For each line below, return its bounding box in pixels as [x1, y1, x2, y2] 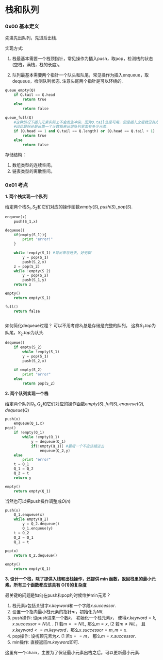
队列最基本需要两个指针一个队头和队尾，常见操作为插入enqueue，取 [12, 72, 149, 78]
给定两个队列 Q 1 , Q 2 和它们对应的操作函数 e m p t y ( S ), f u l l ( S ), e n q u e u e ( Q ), [5, 400, 145, 408]
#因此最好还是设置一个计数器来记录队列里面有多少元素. [14, 124, 109, 129]
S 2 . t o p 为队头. [17, 330, 45, 337]
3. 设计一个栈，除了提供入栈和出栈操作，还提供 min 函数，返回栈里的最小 [5, 576, 152, 582]
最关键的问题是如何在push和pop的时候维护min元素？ [5, 592, 111, 598]
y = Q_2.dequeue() [22, 522, 60, 527]
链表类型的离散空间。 [12, 168, 55, 174]
